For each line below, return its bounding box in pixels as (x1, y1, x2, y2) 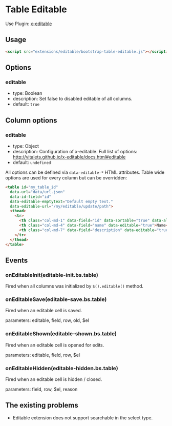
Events (5, 256, 28, 265)
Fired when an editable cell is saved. (5, 308, 82, 314)
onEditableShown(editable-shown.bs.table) (5, 330, 117, 337)
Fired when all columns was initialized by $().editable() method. (5, 283, 144, 289)
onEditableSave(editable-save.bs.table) (5, 296, 107, 303)
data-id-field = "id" (10, 194, 52, 199)
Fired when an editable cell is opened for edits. (5, 342, 104, 348)
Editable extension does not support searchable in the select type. (12, 414, 153, 421)
